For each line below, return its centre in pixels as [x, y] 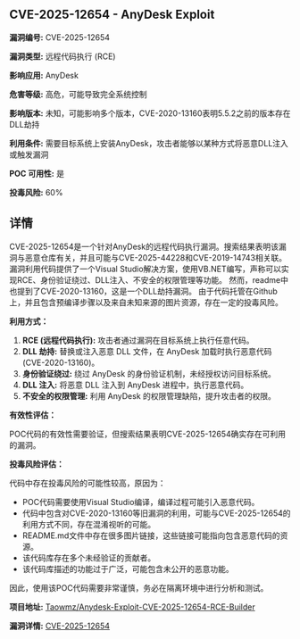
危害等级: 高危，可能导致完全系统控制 [78, 94]
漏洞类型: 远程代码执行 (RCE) [62, 56]
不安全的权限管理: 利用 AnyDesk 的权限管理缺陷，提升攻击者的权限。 [149, 395]
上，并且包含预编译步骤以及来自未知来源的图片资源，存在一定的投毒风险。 [146, 302]
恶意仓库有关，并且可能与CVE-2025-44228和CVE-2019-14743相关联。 [156, 257]
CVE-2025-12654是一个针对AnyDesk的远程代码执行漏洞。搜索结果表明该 [144, 246]
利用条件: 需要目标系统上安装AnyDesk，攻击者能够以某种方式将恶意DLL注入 [149, 143]
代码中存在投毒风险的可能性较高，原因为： [87, 483]
